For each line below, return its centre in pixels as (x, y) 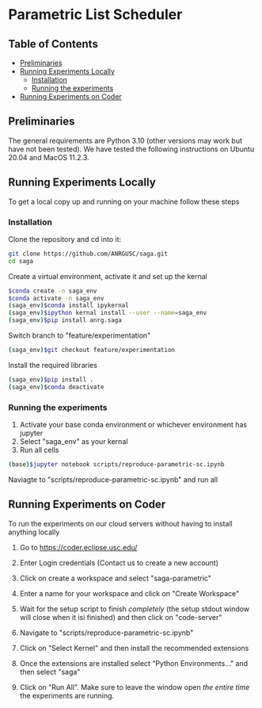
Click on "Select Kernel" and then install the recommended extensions (134, 648)
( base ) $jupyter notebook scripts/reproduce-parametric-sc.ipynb (116, 464)
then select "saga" (50, 672)
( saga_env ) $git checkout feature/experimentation (92, 350)
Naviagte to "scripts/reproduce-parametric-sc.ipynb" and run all (113, 479)
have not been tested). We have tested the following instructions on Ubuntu (131, 149)
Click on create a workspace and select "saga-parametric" (116, 578)
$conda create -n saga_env (53, 291)
